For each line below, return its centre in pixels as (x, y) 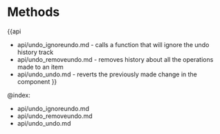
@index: (19, 95)
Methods (34, 12)
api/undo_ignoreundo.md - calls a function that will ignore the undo (113, 44)
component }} (37, 81)
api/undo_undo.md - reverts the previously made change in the (107, 74)
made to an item (40, 67)
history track (35, 52)
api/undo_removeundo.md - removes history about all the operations (115, 59)
